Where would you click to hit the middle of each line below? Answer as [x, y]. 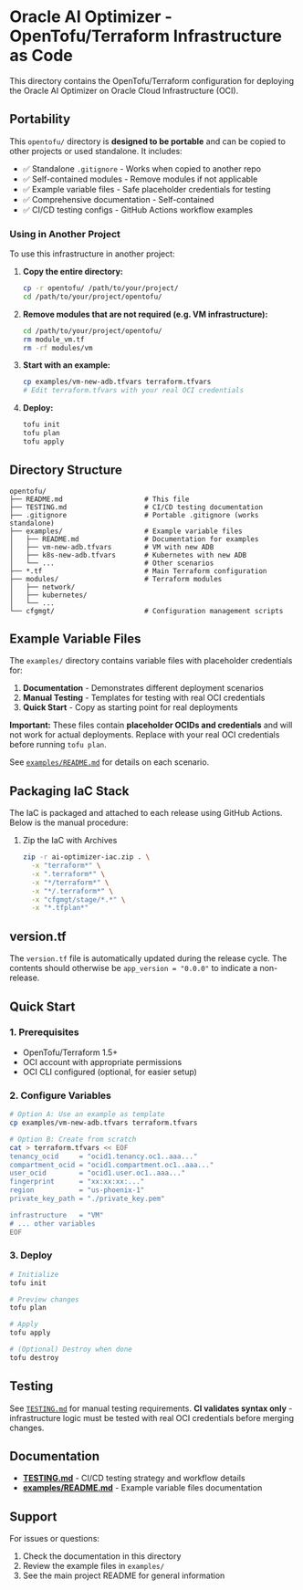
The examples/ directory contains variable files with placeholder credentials [151, 661]
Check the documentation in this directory [102, 1556]
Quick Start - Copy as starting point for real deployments [131, 707]
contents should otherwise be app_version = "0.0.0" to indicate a [134, 968]
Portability [40, 119]
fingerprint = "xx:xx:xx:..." [77, 1182]
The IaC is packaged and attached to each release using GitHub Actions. [146, 813]
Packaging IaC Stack [69, 791]
